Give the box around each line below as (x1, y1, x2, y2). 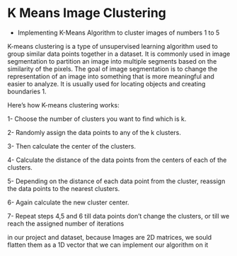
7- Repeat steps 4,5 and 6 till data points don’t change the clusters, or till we (7, 211, 230, 220)
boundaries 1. (7, 87, 47, 95)
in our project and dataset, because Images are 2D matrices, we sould (7, 233, 212, 241)
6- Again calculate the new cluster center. (7, 198, 129, 206)
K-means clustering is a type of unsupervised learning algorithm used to (7, 42, 218, 50)
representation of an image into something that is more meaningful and (7, 72, 214, 81)
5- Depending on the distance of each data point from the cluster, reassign (7, 177, 226, 185)
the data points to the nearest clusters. (7, 184, 120, 192)
